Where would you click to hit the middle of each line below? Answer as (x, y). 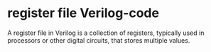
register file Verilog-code (83, 13)
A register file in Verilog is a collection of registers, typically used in (106, 33)
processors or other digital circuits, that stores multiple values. (99, 40)
